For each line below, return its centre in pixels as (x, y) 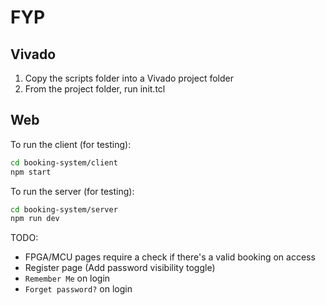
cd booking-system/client (64, 162)
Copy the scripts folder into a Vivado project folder (129, 78)
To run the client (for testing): (71, 144)
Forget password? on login (78, 289)
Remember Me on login (67, 278)
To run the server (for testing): (72, 191)
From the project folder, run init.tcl (95, 89)
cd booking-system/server (64, 209)
